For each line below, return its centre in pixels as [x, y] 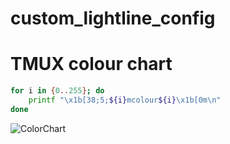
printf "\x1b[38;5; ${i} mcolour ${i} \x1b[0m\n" [125, 100]
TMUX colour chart [91, 64]
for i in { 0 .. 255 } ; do [57, 91]
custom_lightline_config [113, 18]
